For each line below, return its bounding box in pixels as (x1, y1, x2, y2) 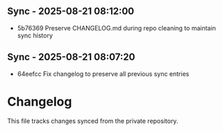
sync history (17, 31, 53, 39)
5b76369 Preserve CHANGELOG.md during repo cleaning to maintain (17, 23, 217, 32)
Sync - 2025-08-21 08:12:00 (7, 6, 135, 17)
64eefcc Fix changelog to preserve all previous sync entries (17, 69, 190, 78)
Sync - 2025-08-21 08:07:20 (7, 51, 135, 63)
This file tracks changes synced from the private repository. (7, 117, 179, 125)
